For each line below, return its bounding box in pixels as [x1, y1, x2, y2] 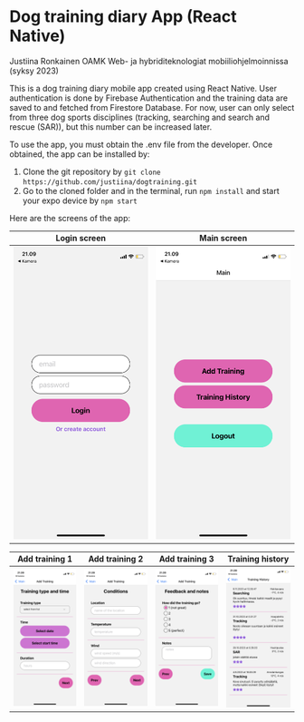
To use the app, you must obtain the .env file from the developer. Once [9, 139, 273, 150]
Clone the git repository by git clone [22, 166, 161, 177]
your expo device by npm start [22, 195, 138, 206]
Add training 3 [158, 553, 214, 564]
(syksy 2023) [9, 65, 59, 76]
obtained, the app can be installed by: [9, 148, 150, 160]
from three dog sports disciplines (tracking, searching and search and [9, 112, 270, 122]
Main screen [198, 233, 248, 244]
